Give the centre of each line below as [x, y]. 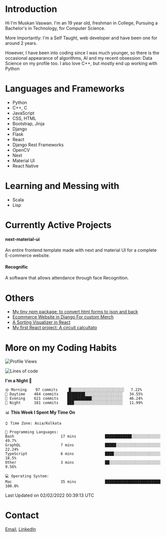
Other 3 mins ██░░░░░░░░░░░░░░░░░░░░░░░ [83, 463]
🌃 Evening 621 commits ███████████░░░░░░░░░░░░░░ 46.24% [74, 399]
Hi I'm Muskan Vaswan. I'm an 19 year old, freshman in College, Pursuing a [82, 23]
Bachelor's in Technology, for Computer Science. [55, 28]
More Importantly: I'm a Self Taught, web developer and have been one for [81, 38]
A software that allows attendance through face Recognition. [67, 278]
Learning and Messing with [62, 186]
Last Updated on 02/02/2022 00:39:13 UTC [50, 495]
